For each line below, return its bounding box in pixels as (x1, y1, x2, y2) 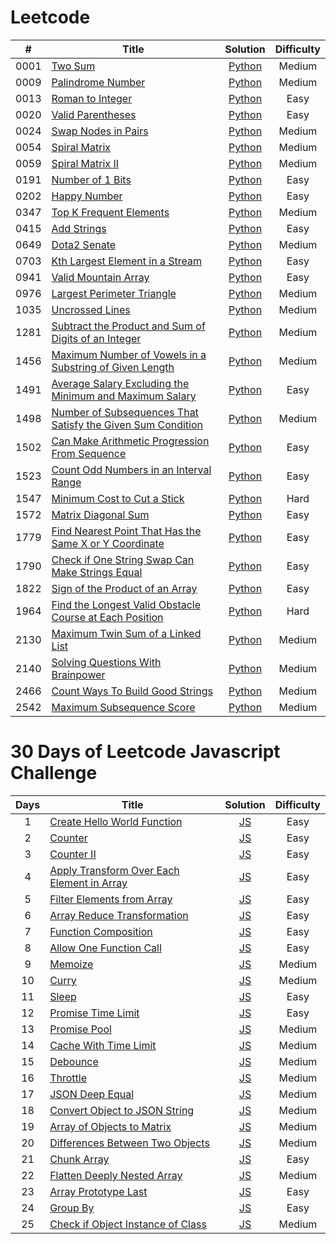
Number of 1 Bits (51, 172, 132, 186)
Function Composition (49, 924, 153, 938)
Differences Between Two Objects (49, 1136, 210, 1150)
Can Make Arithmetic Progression (51, 434, 210, 448)
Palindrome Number (51, 75, 146, 89)
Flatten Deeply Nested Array (49, 1168, 183, 1182)
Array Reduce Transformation (49, 908, 189, 922)
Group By (49, 1201, 95, 1215)
